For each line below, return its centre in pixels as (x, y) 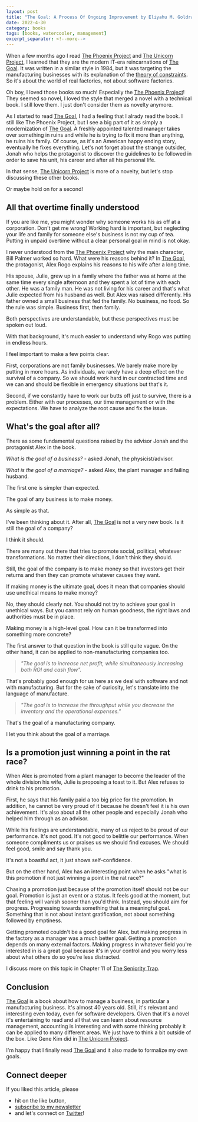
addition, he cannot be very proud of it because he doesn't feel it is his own (98, 806)
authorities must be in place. (41, 616)
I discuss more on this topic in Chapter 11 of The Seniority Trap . (83, 968)
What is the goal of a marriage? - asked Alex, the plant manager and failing (98, 470)
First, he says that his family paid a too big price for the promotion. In (90, 800)
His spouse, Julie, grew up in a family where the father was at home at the (96, 276)
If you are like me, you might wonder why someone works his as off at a (93, 222)
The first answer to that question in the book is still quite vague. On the (92, 645)
